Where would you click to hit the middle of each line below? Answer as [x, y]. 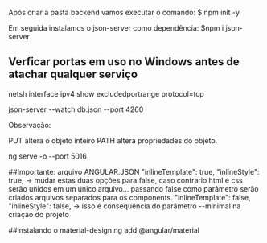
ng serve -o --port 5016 [47, 156]
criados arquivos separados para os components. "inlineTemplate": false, [129, 197]
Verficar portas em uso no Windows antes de [124, 62]
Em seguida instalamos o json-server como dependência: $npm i [116, 28]
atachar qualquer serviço [73, 74]
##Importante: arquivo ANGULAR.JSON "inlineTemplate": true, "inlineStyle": [134, 171]
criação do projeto [39, 214]
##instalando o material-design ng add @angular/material [104, 230]
